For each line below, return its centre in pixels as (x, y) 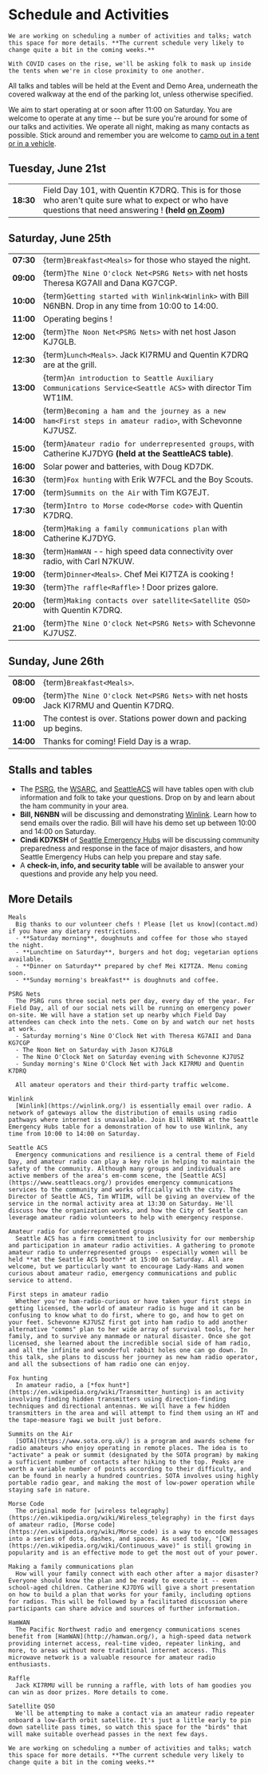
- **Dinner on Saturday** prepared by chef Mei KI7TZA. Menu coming (132, 966)
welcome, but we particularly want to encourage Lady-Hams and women (126, 1266)
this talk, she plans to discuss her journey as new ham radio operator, (134, 1357)
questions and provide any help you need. (89, 874)
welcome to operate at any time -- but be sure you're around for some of (128, 118)
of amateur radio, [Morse (51, 1525)
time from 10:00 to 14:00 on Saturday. (75, 1134)
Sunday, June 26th (56, 661)
